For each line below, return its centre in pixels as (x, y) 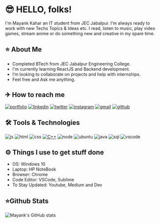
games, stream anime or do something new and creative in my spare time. (80, 33)
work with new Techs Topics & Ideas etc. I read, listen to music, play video (80, 28)
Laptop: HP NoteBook (34, 169)
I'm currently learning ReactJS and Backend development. (71, 69)
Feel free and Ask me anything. (44, 79)
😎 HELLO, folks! (39, 10)
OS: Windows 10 (29, 164)
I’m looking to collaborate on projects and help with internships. (76, 74)
